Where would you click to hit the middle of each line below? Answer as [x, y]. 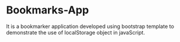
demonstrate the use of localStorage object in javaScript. [75, 32]
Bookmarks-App [48, 10]
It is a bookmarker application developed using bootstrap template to [90, 26]
